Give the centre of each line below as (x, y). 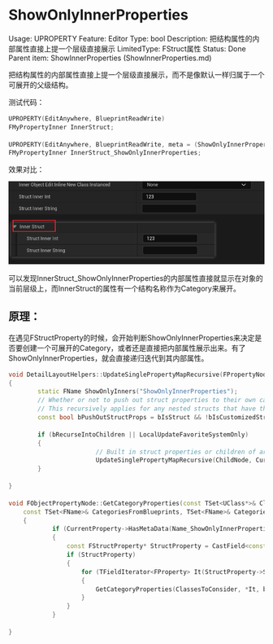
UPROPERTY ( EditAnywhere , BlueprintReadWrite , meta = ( (103, 144)
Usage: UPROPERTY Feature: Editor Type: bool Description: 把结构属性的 (130, 38)
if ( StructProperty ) (101, 555)
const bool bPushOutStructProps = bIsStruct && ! (123, 418)
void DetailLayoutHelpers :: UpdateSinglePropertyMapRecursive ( (116, 375)
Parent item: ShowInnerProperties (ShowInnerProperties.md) (110, 58)
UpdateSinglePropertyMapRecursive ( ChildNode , (174, 460)
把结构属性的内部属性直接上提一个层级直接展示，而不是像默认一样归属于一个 (136, 74)
